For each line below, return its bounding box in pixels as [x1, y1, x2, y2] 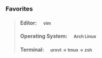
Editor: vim [19, 19, 51, 26]
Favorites [5, 5, 34, 13]
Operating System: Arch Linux [19, 33, 97, 40]
